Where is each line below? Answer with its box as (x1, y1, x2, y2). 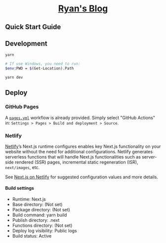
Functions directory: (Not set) (12, 223, 73, 229)
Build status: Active (12, 233, 52, 239)
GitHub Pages (5, 103, 39, 110)
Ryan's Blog (58, 3, 108, 14)
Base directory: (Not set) (12, 202, 63, 207)
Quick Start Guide (5, 23, 61, 31)
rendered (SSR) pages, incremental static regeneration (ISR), (14, 159, 138, 165)
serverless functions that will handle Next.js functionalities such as (5, 154, 141, 160)
